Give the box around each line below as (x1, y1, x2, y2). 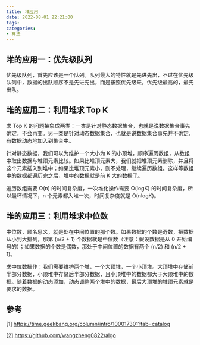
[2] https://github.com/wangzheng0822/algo (6, 332, 116, 339)
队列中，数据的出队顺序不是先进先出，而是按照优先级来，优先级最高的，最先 (6, 79, 194, 86)
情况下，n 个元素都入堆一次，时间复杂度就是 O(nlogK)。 (21, 192, 160, 199)
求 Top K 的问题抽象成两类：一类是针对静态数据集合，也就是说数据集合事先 (6, 122, 190, 129)
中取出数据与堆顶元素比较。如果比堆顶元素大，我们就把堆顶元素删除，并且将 (6, 157, 194, 164)
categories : (6, 25, 36, 32)
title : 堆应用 (6, 8, 39, 15)
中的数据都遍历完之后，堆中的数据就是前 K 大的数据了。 (6, 172, 143, 179)
